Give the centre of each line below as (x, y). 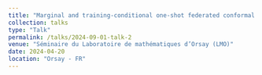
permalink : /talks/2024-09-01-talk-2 (70, 37)
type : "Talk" (30, 30)
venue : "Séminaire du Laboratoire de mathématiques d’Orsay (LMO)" (121, 45)
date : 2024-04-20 (37, 52)
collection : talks (38, 23)
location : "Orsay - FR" (47, 59)
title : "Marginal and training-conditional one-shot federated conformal (132, 15)
